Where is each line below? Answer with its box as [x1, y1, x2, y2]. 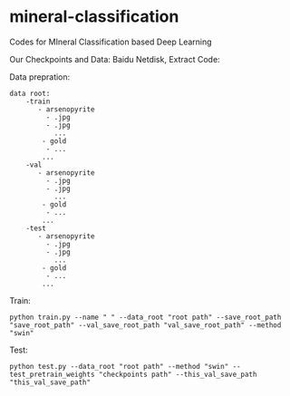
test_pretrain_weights [9, 370, 95, 379]
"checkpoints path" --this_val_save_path [98, 370, 257, 379]
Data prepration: [9, 71, 71, 82]
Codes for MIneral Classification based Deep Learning [9, 36, 212, 47]
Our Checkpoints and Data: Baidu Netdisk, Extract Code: [9, 53, 220, 64]
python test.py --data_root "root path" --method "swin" [9, 362, 229, 371]
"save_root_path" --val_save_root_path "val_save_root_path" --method [9, 320, 282, 330]
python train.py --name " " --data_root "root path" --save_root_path [9, 313, 282, 322]
